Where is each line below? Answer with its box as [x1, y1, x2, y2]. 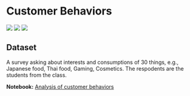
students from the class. [6, 71, 67, 78]
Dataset [6, 42, 37, 53]
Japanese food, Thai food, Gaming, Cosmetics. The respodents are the [6, 65, 184, 72]
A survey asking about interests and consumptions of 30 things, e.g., [6, 59, 179, 66]
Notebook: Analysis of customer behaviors [6, 83, 114, 90]
